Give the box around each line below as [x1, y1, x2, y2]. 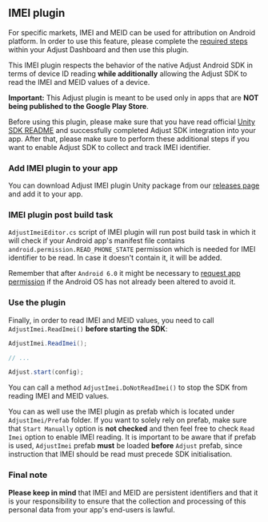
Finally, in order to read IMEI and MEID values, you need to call [8, 315, 214, 325]
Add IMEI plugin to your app [8, 162, 118, 173]
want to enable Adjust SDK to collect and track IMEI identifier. [8, 142, 211, 152]
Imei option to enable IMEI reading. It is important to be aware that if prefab [8, 432, 257, 442]
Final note [8, 469, 48, 480]
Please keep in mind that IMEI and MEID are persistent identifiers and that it [8, 488, 258, 497]
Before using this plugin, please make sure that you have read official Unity [8, 116, 256, 127]
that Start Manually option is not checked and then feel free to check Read [8, 424, 255, 434]
